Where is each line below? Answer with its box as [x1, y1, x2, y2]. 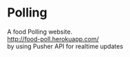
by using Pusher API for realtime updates [7, 42, 124, 50]
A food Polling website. [7, 27, 73, 36]
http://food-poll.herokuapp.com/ [7, 34, 100, 43]
